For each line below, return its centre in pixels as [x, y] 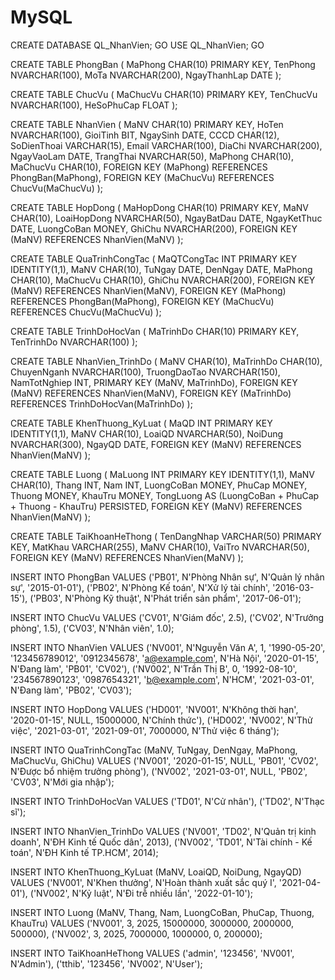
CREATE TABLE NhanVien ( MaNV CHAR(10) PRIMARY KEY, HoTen [147, 124]
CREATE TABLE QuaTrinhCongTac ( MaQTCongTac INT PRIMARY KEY [154, 258]
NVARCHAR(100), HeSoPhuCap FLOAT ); [94, 105]
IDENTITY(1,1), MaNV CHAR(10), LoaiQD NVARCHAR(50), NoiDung [147, 433]
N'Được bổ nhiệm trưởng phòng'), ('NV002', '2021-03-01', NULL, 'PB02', [159, 771]
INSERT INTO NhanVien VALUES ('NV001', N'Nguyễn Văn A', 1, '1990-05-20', [168, 647]
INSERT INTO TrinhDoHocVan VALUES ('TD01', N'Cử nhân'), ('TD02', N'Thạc [167, 801]
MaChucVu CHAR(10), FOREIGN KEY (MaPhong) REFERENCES [139, 167]
